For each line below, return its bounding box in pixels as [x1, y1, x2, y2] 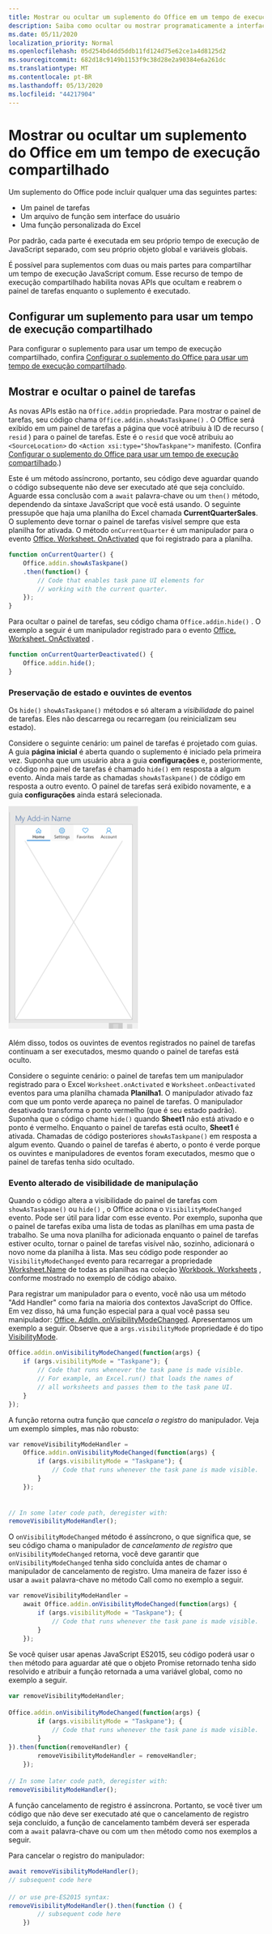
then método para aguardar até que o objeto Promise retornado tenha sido [8, 1657, 257, 1667]
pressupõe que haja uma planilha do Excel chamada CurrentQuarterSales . [8, 508, 258, 518]
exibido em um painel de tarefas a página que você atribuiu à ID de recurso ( [8, 423, 264, 433]
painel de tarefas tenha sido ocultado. [8, 1157, 135, 1167]
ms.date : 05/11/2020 [8, 30, 79, 38]
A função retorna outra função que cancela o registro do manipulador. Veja [8, 1415, 259, 1425]
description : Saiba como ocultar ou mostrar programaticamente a [8, 21, 233, 30]
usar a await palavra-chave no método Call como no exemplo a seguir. [8, 1575, 244, 1585]
